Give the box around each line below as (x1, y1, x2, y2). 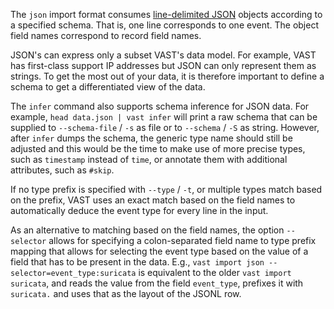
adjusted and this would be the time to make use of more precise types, (10, 143, 306, 154)
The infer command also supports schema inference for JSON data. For (10, 100, 310, 112)
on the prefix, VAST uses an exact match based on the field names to (10, 194, 296, 206)
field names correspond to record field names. (10, 30, 202, 41)
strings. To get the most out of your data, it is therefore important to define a (10, 70, 325, 82)
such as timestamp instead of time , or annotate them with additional (10, 154, 288, 165)
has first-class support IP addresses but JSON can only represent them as (10, 60, 317, 71)
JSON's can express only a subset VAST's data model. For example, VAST (10, 49, 317, 61)
